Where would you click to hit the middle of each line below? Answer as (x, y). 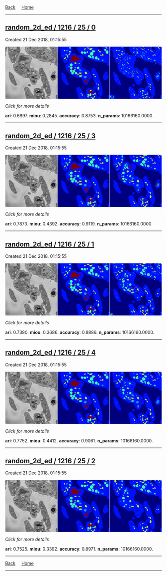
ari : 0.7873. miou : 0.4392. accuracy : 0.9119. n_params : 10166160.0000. (79, 224)
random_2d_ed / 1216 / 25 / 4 (50, 353)
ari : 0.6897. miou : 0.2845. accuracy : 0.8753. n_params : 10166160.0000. (80, 115)
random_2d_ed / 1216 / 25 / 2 (50, 461)
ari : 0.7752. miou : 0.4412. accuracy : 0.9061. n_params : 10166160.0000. (79, 440)
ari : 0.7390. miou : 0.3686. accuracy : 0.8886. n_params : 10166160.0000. (80, 332)
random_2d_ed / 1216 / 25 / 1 (50, 244)
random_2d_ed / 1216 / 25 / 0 (50, 28)
